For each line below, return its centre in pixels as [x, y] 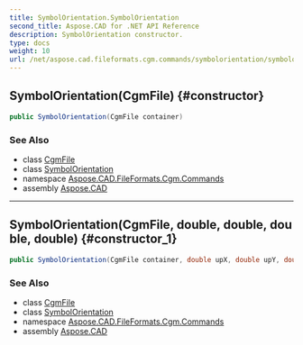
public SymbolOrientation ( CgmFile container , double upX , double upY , [145, 259]
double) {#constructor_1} [106, 239]
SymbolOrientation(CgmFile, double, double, [138, 225]
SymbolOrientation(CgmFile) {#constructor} [137, 96]
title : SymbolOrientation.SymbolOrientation [94, 18]
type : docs [30, 43]
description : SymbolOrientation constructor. [96, 34]
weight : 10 [30, 51]
